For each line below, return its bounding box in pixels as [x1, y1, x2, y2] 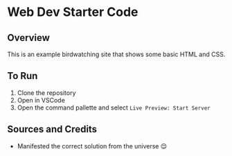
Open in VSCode [17, 96, 66, 104]
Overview [7, 32, 51, 44]
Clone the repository [17, 88, 76, 97]
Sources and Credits [7, 123, 98, 135]
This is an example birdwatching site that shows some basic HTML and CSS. [7, 50, 226, 58]
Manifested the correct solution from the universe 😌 [17, 141, 168, 150]
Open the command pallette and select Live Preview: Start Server [17, 103, 211, 112]
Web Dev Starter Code [7, 4, 139, 20]
